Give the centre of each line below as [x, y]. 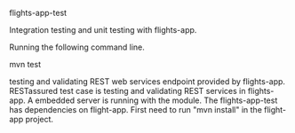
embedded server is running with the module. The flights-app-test [156, 100]
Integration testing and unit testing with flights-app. [103, 30]
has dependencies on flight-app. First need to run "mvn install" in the [136, 110]
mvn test [25, 64]
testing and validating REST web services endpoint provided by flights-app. [147, 82]
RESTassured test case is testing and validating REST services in [128, 91]
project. [40, 119]
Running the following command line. [77, 47]
